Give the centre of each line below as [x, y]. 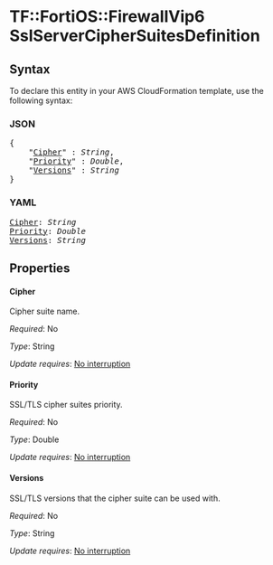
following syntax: [41, 100]
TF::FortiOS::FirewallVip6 [107, 17]
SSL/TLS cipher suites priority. [66, 405]
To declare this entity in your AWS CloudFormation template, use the [136, 91]
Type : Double [34, 439]
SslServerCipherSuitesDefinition [135, 36]
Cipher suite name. [45, 311]
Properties [40, 268]
